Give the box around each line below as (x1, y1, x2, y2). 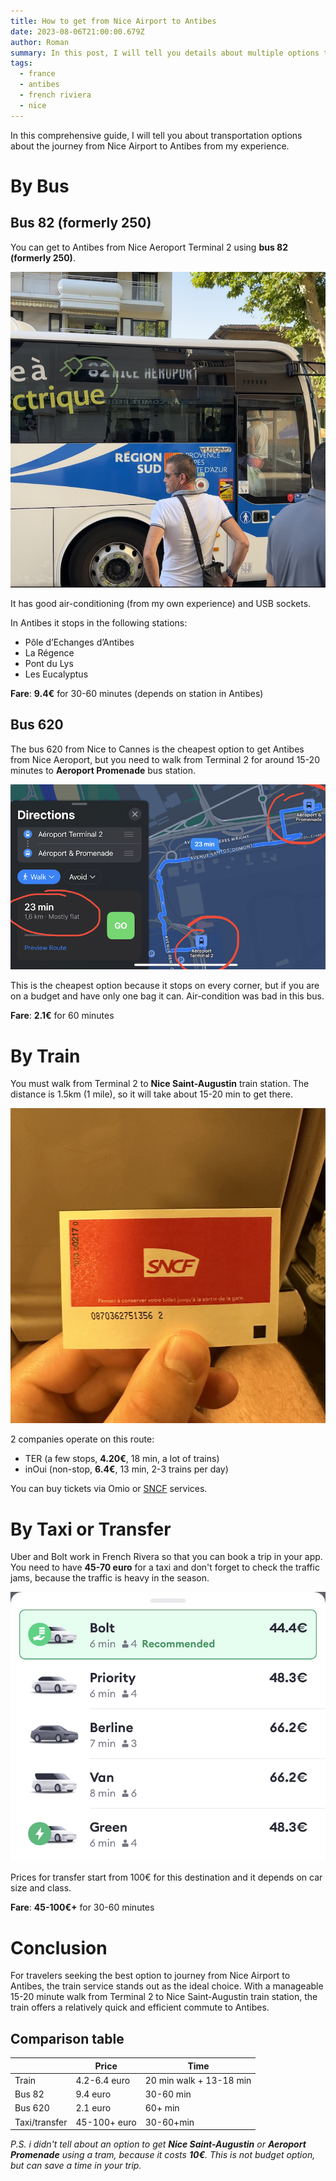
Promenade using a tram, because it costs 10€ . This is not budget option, (10, 2149, 316, 2161)
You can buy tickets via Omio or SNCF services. (10, 1483, 208, 1495)
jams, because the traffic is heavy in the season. (10, 1572, 210, 1584)
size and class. (10, 1882, 72, 1894)
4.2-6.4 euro (75, 2074, 131, 2086)
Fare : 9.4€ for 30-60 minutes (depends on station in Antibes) (10, 687, 264, 699)
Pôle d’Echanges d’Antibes (24, 636, 135, 648)
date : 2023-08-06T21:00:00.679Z (10, 26, 145, 37)
